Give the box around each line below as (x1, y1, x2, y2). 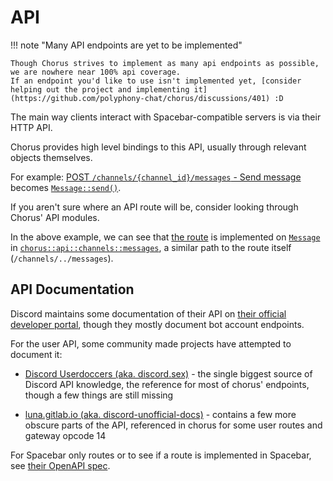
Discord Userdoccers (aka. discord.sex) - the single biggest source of (24, 367, 313, 380)
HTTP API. (10, 121, 53, 133)
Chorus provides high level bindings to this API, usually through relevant (10, 141, 307, 153)
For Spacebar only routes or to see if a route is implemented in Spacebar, (10, 449, 312, 461)
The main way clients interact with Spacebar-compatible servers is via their (10, 111, 322, 123)
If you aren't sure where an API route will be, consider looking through (10, 201, 299, 213)
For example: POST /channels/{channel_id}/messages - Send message (10, 171, 302, 183)
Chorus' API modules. (10, 211, 100, 223)
